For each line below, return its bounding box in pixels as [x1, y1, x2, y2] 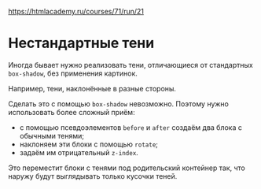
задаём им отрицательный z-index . [19, 147, 139, 157]
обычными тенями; [19, 131, 85, 140]
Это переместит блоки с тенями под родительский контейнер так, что [8, 163, 245, 172]
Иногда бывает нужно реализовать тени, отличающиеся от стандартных [8, 60, 253, 69]
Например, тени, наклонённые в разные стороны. [8, 83, 177, 93]
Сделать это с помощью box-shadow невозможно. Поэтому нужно [8, 98, 230, 109]
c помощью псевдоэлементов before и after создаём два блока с [19, 122, 242, 132]
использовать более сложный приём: [8, 107, 135, 117]
